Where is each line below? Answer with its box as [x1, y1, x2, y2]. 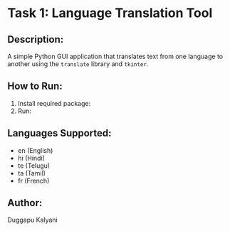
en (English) [17, 146, 53, 154]
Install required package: [17, 99, 91, 107]
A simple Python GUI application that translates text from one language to [7, 52, 223, 60]
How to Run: [7, 80, 63, 92]
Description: [7, 33, 64, 45]
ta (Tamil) [17, 168, 46, 177]
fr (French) [17, 176, 50, 185]
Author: [7, 197, 43, 209]
